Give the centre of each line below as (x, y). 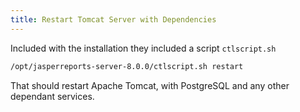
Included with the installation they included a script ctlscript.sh (143, 48)
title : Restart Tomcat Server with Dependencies (113, 19)
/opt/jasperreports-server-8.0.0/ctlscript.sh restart (127, 66)
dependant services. (52, 96)
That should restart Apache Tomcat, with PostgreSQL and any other (150, 85)
